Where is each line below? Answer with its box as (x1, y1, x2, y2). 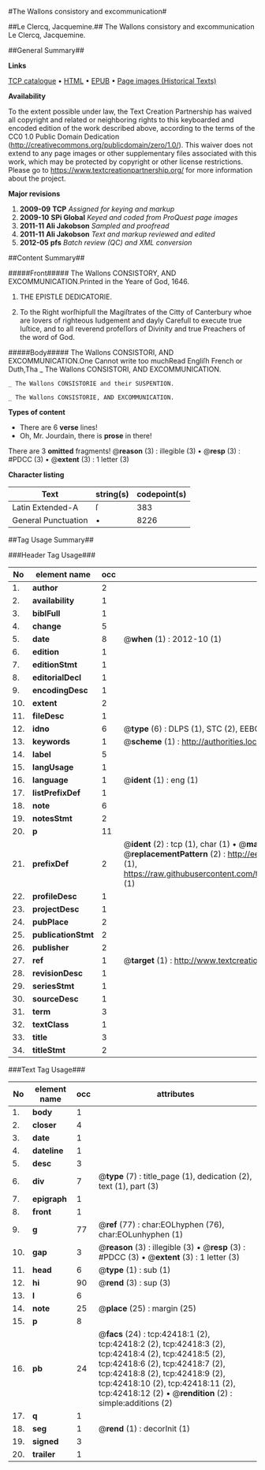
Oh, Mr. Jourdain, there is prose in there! (19, 431, 152, 440)
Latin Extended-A (12, 502, 79, 513)
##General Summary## (8, 46, 84, 54)
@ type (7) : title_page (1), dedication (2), (98, 1171, 252, 1181)
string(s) (95, 489, 129, 499)
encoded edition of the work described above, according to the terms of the (8, 124, 256, 132)
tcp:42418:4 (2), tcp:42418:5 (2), (98, 1349, 226, 1359)
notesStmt (32, 813, 73, 823)
